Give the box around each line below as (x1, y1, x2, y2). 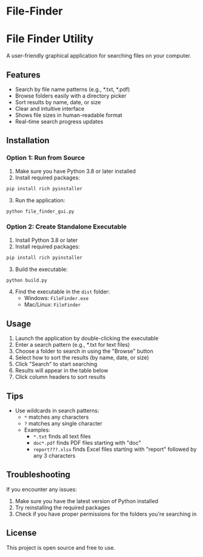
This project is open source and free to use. (6, 544, 116, 551)
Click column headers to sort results (15, 373, 106, 381)
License (6, 528, 37, 538)
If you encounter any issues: (6, 485, 78, 493)
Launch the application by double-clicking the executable (15, 335, 159, 342)
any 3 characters (33, 452, 76, 459)
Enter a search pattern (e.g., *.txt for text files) (15, 341, 130, 349)
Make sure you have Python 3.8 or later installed (15, 167, 136, 175)
